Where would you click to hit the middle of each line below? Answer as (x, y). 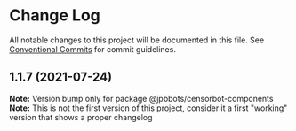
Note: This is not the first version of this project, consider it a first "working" (148, 108)
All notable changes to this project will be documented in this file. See (137, 40)
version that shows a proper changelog (81, 117)
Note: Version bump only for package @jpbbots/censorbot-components (141, 98)
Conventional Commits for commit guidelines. (92, 49)
